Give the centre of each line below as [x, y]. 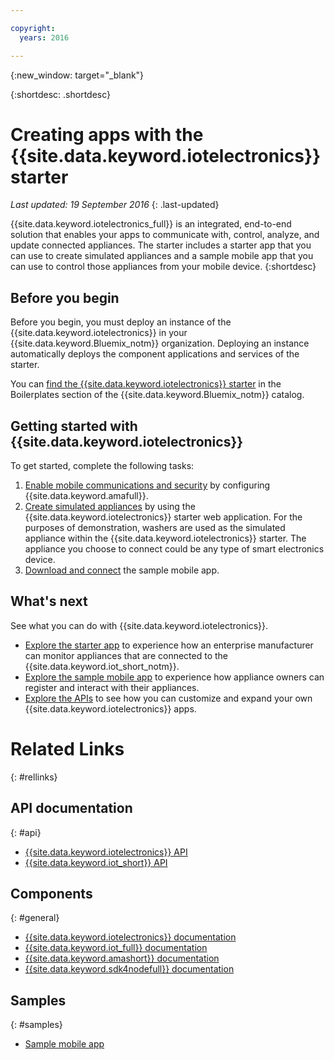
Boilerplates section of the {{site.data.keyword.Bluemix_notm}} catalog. [157, 395]
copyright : [33, 28]
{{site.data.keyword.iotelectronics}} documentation [130, 937]
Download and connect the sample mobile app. [122, 570]
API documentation [71, 808]
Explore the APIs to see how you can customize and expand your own [168, 698]
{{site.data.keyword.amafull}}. [86, 496]
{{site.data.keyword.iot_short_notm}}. [102, 666]
